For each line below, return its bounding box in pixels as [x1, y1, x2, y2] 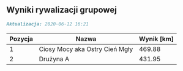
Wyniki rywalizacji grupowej [6, 5, 118, 15]
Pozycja [9, 35, 34, 43]
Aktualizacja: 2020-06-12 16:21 [6, 21, 89, 27]
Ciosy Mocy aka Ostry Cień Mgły [39, 45, 133, 53]
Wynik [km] [138, 35, 174, 43]
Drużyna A [39, 55, 69, 63]
